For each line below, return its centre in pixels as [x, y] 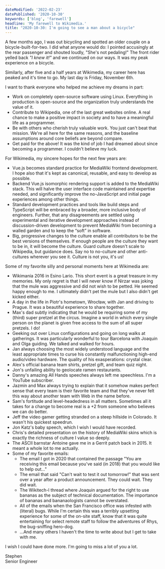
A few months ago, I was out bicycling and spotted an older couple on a [78, 42]
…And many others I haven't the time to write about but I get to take [88, 532]
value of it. [23, 107]
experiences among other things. [46, 199]
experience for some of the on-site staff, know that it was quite [83, 516]
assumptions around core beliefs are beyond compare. [68, 139]
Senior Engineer [21, 562]
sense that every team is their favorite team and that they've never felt [83, 391]
